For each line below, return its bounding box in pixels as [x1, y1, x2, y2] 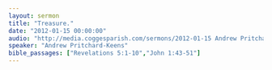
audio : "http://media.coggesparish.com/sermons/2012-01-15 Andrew [8, 34, 237, 43]
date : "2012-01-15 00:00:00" [8, 27, 107, 35]
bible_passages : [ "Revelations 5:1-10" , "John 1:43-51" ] [8, 49, 201, 57]
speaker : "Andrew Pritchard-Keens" [8, 42, 129, 50]
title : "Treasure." [8, 19, 74, 27]
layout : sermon [8, 11, 60, 20]
